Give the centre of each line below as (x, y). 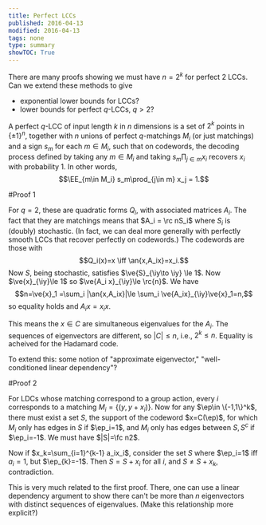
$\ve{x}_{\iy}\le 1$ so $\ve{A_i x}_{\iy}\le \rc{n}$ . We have (104, 281)
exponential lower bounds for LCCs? (79, 101)
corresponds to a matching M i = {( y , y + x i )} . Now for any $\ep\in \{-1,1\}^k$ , (133, 408)
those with (25, 247)
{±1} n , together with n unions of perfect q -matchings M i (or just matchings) (131, 136)
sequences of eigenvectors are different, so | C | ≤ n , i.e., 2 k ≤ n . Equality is (131, 334)
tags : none (26, 38)
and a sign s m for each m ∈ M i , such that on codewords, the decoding (124, 147)
